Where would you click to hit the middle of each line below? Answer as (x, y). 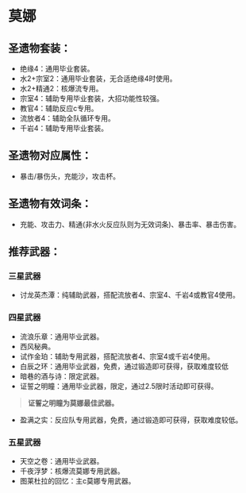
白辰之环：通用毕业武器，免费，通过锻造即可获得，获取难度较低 (124, 366)
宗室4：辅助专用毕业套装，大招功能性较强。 (92, 98)
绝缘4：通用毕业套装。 (57, 69)
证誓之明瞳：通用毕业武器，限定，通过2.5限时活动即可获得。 (119, 386)
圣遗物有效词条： (50, 204)
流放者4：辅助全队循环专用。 (67, 118)
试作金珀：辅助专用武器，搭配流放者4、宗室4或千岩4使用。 (117, 356)
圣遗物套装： (40, 48)
